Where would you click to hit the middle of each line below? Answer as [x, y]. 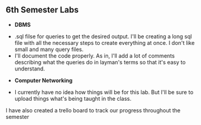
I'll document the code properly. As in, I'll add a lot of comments [94, 56]
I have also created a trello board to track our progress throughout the [93, 110]
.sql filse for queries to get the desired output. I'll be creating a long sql [103, 36]
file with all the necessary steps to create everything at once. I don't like [104, 42]
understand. [30, 69]
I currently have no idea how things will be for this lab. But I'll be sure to [104, 92]
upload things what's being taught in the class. [73, 98]
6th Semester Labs [42, 10]
